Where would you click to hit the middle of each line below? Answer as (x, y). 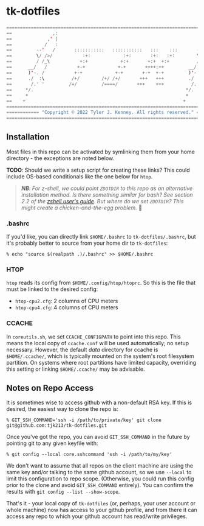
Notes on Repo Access (50, 388)
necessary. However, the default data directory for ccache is (82, 349)
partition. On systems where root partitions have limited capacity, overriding (101, 362)
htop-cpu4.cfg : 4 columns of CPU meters (66, 307)
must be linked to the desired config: (52, 289)
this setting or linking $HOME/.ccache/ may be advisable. (76, 369)
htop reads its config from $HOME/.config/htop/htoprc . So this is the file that (101, 283)
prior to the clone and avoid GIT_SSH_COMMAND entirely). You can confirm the (100, 485)
